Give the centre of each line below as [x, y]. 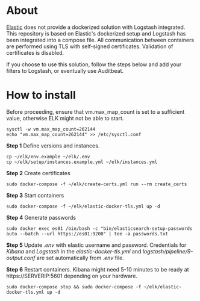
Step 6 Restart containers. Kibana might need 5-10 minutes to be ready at [98, 269]
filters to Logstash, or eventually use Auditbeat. [65, 70]
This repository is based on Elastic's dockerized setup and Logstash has [96, 33]
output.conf [21, 258]
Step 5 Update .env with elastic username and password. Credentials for [96, 245]
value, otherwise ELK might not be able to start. [65, 118]
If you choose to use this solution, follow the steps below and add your [94, 64]
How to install [41, 95]
